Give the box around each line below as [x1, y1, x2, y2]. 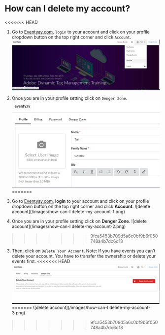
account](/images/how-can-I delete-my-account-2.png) [11, 223, 126, 229]
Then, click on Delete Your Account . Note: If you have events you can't [11, 248, 156, 254]
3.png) [11, 309, 26, 316]
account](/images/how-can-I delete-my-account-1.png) [11, 209, 125, 215]
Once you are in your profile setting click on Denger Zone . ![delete [11, 218, 147, 224]
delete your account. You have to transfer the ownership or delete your [11, 253, 156, 259]
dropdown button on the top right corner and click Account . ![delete [11, 203, 151, 210]
